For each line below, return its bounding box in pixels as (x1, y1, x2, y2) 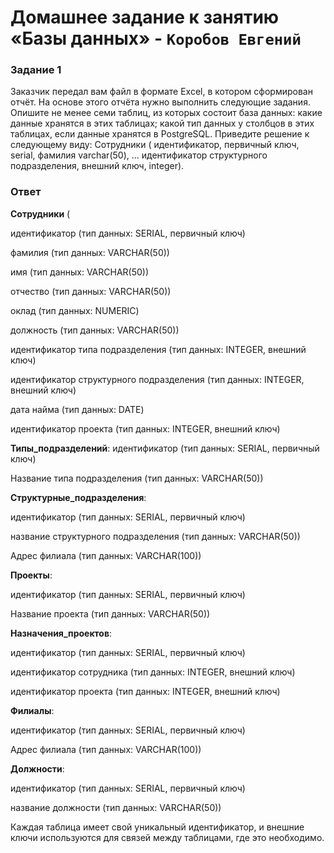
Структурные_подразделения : (10, 491, 147, 503)
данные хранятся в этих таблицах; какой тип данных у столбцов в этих (10, 117, 315, 130)
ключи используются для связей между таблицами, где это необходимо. (10, 831, 325, 843)
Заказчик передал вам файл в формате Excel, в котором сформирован (10, 86, 313, 98)
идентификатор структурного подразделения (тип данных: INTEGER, (10, 373, 305, 385)
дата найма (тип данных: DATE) (10, 403, 145, 415)
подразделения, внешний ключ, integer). (10, 160, 185, 172)
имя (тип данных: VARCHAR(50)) (10, 266, 150, 278)
